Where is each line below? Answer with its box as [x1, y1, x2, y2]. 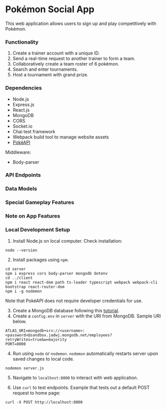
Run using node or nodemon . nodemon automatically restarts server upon [12, 350, 158, 357]
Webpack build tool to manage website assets [12, 134, 109, 140]
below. [12, 318, 27, 324]
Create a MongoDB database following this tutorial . [12, 307, 120, 313]
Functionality [5, 38, 39, 45]
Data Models [5, 185, 37, 192]
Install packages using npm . [12, 256, 70, 262]
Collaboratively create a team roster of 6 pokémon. [12, 61, 119, 67]
